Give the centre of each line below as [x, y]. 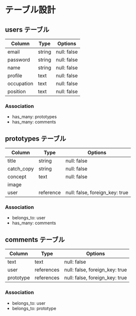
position [17, 92]
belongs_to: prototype [34, 308]
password [19, 60]
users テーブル [27, 30]
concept [17, 177]
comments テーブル [35, 240]
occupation [20, 84]
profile [15, 75]
